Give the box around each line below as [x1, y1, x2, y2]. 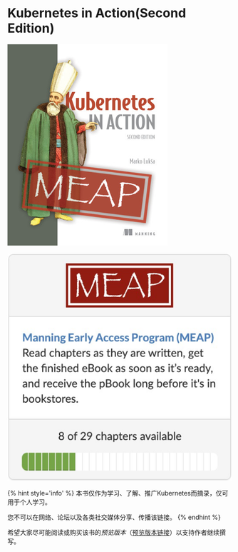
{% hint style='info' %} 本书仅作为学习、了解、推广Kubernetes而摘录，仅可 [7, 488, 229, 497]
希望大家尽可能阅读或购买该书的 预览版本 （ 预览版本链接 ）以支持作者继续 [7, 528, 219, 536]
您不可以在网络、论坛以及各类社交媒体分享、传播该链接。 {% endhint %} [7, 513, 221, 521]
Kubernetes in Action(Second [7, 5, 187, 21]
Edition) [7, 20, 55, 36]
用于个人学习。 [7, 498, 51, 506]
